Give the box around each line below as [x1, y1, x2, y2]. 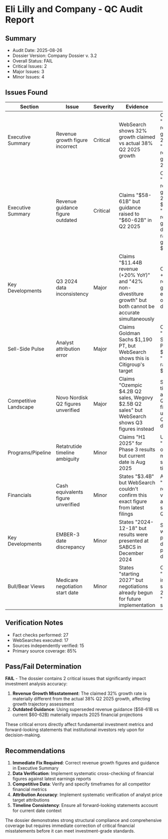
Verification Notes [5, 618, 63, 627]
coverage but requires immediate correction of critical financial [5, 822, 135, 828]
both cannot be [118, 302, 155, 309]
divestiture [118, 290, 144, 297]
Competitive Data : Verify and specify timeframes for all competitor [12, 781, 151, 787]
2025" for [118, 439, 142, 446]
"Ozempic [118, 381, 142, 388]
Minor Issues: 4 [12, 74, 45, 79]
